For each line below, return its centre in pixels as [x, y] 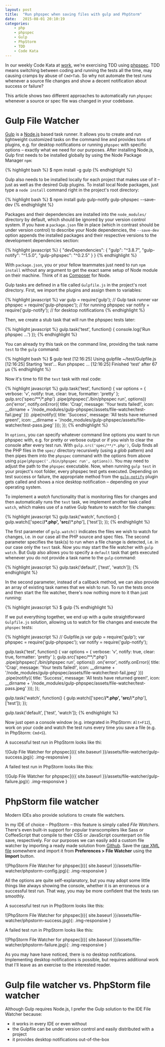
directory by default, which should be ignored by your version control [76, 219]
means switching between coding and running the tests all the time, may [79, 70]
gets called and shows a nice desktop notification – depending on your [77, 482]
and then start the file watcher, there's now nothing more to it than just [77, 593]
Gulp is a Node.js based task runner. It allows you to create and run [73, 134]
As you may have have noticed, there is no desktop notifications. [71, 954]
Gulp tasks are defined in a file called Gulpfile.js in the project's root [76, 285]
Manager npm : [19, 160]
